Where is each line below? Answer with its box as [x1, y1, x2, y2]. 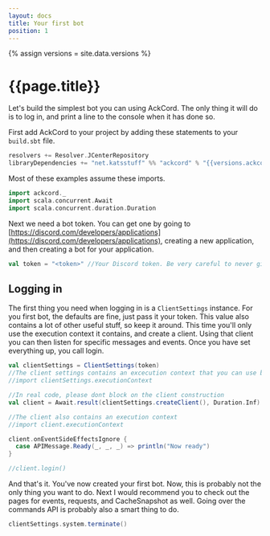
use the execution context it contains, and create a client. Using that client [8, 329, 254, 338]
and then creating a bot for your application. [8, 244, 154, 254]
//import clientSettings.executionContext [8, 377, 153, 385]
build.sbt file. [8, 136, 55, 145]
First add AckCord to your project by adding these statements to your [8, 128, 239, 137]
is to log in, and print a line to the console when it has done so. [8, 112, 215, 121]
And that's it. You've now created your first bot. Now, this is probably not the [8, 479, 262, 489]
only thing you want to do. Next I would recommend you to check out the [8, 488, 250, 497]
